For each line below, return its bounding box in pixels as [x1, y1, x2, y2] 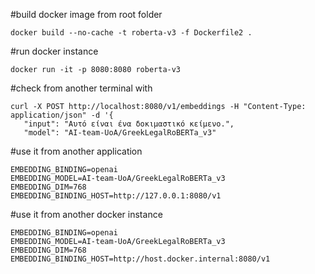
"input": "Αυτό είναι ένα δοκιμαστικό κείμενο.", [23, 119, 235, 129]
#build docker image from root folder [10, 9, 163, 20]
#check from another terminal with [10, 82, 153, 94]
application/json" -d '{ [10, 110, 114, 120]
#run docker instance [10, 45, 99, 57]
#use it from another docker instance [10, 209, 163, 220]
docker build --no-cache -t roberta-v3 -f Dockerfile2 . [10, 28, 253, 38]
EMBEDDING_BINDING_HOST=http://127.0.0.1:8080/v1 [10, 191, 222, 201]
